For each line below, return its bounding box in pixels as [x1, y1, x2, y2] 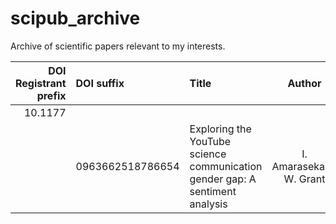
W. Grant [283, 172, 326, 186]
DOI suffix [75, 76, 125, 90]
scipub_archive [10, 7, 141, 30]
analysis [189, 197, 228, 211]
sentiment [189, 184, 237, 198]
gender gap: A [189, 172, 257, 186]
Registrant [15, 76, 67, 90]
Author [287, 76, 322, 90]
